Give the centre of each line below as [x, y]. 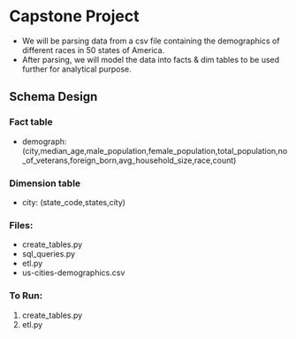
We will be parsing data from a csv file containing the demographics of [151, 41]
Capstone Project [74, 16]
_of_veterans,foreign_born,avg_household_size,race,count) [129, 160]
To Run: [26, 296]
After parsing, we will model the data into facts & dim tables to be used [151, 59]
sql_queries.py [49, 254]
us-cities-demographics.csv [73, 273]
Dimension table [45, 183]
